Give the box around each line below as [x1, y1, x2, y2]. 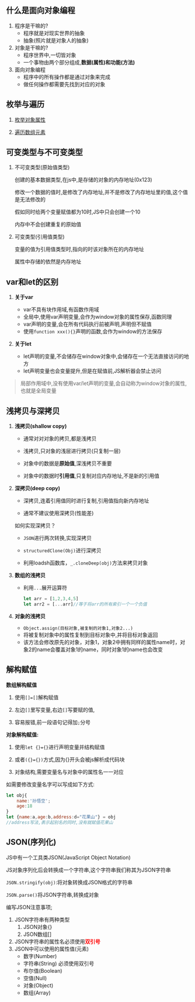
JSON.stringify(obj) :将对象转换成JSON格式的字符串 [6, 879, 133, 886]
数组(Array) [23, 989, 51, 996]
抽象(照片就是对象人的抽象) [23, 37, 89, 44]
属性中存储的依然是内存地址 [14, 258, 82, 265]
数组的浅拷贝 [14, 572, 46, 579]
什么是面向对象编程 [6, 5, 75, 16]
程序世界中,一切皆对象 [23, 51, 76, 58]
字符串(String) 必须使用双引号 [23, 960, 95, 967]
